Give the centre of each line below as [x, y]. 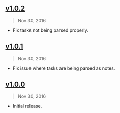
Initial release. [27, 106]
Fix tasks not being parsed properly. [50, 30]
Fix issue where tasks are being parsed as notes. [64, 68]
